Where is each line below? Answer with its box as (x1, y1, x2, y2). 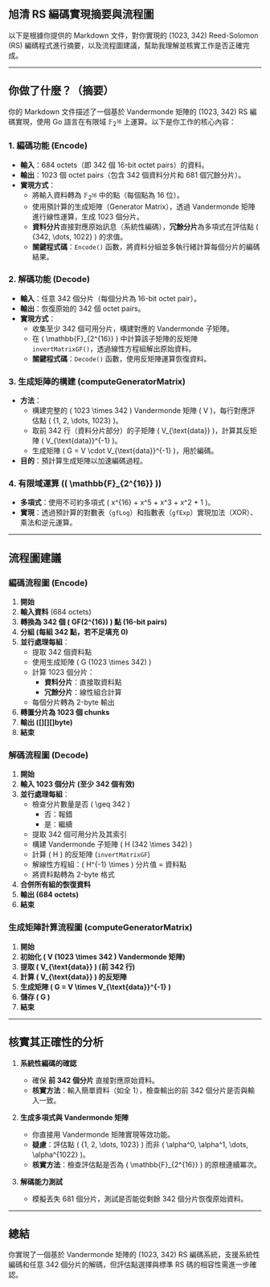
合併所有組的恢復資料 (19, 880, 91, 889)
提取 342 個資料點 (31, 648, 92, 657)
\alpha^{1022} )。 (31, 1150, 90, 1159)
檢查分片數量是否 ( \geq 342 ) (31, 799, 131, 809)
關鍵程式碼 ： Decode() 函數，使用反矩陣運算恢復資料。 (31, 353, 211, 363)
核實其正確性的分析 (8, 1036, 104, 1049)
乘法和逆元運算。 (19, 517, 77, 528)
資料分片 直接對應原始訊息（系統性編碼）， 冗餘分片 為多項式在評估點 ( (31, 222, 259, 231)
